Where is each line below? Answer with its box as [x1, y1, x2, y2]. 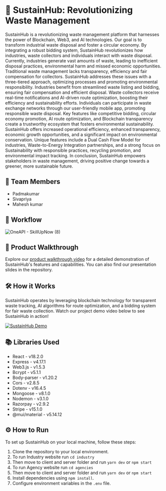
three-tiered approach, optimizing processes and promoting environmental [5, 79, 158, 85]
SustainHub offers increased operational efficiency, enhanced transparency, [5, 126, 161, 132]
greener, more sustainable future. [5, 163, 73, 169]
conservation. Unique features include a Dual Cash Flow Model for [5, 136, 141, 143]
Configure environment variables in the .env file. [12, 480, 111, 486]
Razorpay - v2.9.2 [12, 401, 50, 407]
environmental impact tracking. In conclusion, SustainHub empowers [5, 152, 146, 158]
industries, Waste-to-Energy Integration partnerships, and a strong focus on [5, 142, 161, 148]
